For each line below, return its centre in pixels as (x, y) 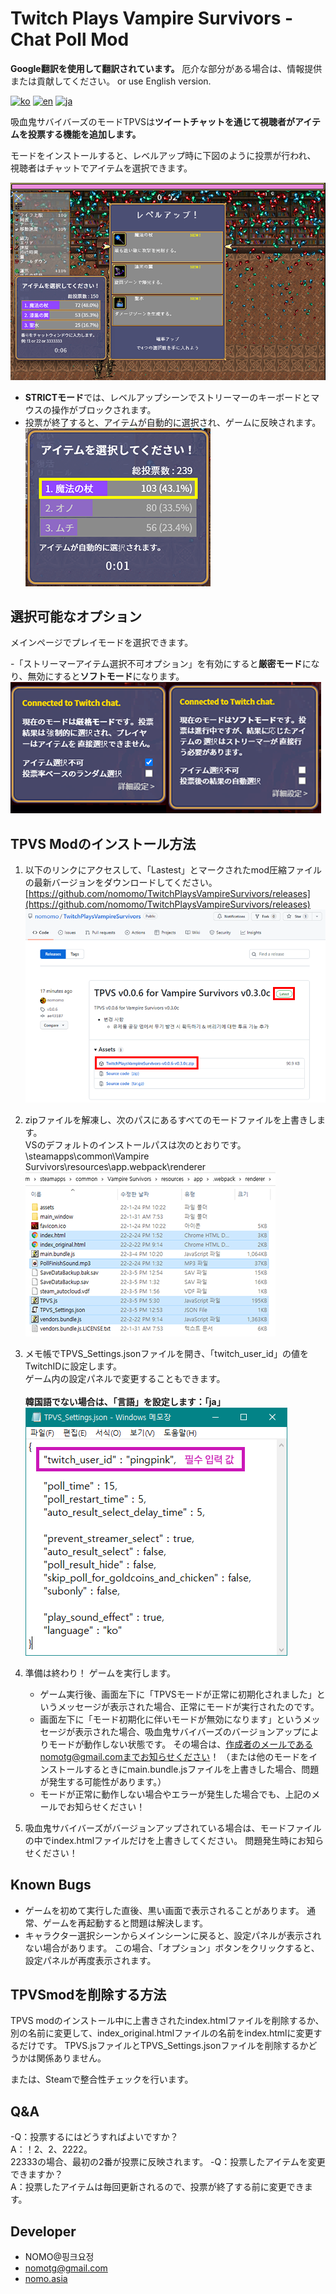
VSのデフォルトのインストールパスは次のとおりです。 (135, 1144)
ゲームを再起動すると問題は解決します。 (125, 1923)
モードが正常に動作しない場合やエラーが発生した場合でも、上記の (175, 1794)
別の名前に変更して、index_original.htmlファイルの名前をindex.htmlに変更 (162, 2033)
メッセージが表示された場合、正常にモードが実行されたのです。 (188, 1706)
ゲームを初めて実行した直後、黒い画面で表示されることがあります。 (164, 1910)
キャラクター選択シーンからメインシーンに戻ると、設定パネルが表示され (173, 1935)
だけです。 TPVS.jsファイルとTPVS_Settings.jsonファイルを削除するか (163, 2046)
